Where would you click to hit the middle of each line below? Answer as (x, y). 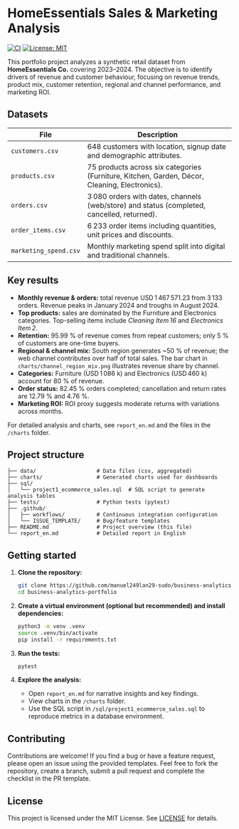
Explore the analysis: (49, 680)
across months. (41, 411)
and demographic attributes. (135, 155)
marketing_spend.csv (46, 250)
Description (158, 135)
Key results (33, 280)
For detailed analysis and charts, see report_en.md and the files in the (109, 424)
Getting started (42, 555)
